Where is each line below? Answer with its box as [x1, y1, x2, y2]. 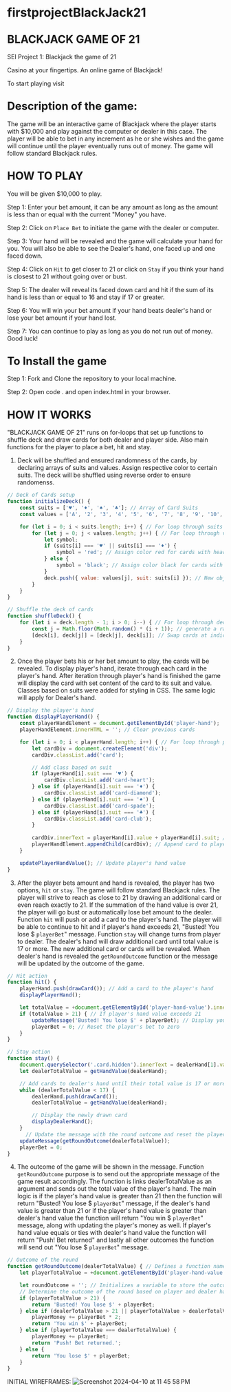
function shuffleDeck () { [7, 613, 81, 620]
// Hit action [7, 972, 48, 979]
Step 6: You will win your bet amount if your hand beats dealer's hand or [7, 306, 212, 314]
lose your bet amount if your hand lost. [7, 314, 117, 322]
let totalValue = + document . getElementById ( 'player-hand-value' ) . [19, 1004, 214, 1011]
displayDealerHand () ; [32, 1118, 94, 1125]
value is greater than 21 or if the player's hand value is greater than [16, 1207, 207, 1215]
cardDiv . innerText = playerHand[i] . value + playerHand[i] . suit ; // [32, 835, 229, 841]
